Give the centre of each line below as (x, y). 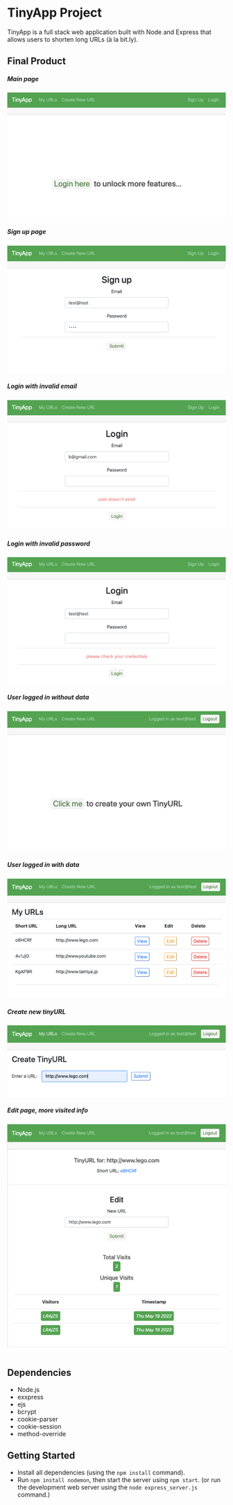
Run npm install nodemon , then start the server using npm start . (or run (119, 1479)
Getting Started (41, 1456)
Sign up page (27, 232)
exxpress (30, 1397)
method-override (42, 1433)
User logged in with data (43, 865)
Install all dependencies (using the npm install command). (101, 1472)
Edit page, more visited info (48, 1110)
